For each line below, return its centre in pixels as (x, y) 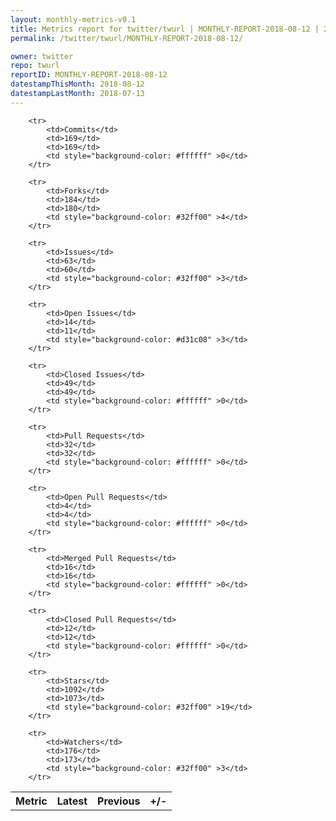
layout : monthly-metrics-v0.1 (73, 19)
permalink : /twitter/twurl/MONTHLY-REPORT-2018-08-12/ (127, 38)
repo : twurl (35, 66)
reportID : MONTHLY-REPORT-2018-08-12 (89, 75)
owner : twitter (42, 56)
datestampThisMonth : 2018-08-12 (77, 84)
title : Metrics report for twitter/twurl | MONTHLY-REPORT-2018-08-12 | (165, 29)
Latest (72, 801)
